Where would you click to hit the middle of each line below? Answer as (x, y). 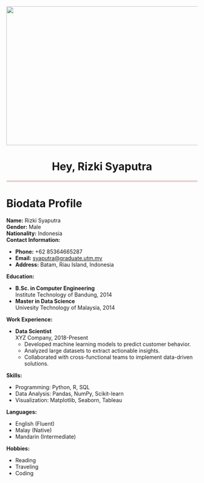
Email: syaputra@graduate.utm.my (59, 258)
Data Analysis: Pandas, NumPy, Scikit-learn (70, 393)
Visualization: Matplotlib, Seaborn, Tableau (69, 400)
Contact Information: (33, 239)
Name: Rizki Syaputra (33, 220)
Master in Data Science (45, 301)
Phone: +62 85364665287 (49, 252)
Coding (24, 473)
